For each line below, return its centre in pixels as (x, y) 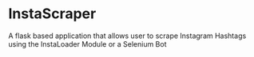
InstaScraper (52, 14)
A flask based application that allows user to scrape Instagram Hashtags (127, 36)
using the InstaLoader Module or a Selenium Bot (87, 44)
